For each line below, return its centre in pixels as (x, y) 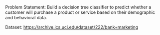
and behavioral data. (26, 17)
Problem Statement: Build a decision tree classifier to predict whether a (78, 7)
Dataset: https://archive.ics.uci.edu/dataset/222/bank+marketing (72, 27)
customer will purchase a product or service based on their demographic (80, 12)
